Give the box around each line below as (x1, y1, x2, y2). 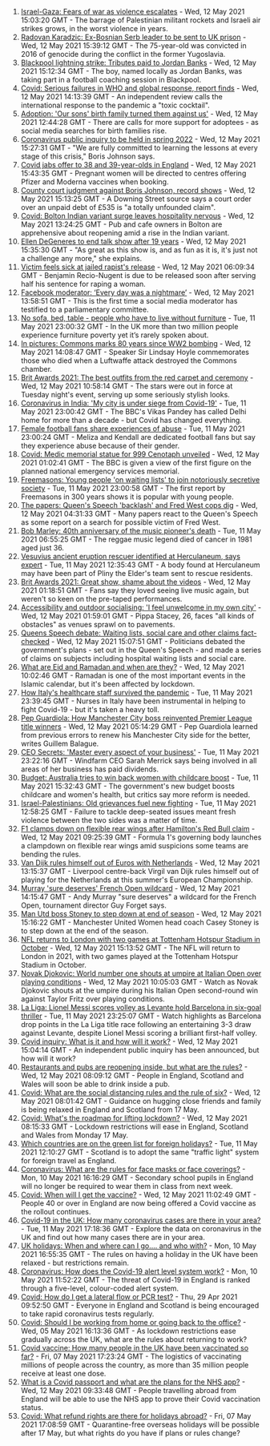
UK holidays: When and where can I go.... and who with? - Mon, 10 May (20, 1241, 257, 1251)
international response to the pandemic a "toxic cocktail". (20, 100, 211, 110)
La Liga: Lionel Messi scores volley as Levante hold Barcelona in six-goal (20, 1003, 262, 1012)
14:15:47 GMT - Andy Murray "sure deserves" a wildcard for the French (20, 892, 257, 901)
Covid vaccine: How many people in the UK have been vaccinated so (20, 1343, 249, 1352)
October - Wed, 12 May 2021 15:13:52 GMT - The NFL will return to (20, 943, 241, 953)
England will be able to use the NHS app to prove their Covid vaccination (20, 1394, 261, 1404)
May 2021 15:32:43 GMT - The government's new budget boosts (20, 781, 236, 791)
